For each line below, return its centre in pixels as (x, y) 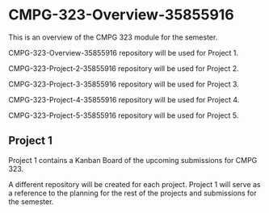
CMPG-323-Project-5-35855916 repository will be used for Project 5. (124, 115)
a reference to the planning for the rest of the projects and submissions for (132, 193)
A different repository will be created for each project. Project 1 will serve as (134, 184)
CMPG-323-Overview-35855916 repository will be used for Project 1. (124, 52)
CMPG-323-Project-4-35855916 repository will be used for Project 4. (124, 99)
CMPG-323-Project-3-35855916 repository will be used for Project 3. (124, 84)
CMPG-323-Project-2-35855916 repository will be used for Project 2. (124, 68)
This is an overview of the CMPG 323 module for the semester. (113, 37)
